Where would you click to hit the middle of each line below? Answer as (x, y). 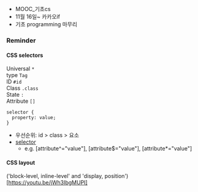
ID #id (14, 82)
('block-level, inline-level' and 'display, (55, 176)
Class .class (22, 88)
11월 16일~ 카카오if (37, 17)
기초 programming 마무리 (46, 24)
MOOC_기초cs (33, 9)
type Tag (17, 75)
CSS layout (21, 162)
